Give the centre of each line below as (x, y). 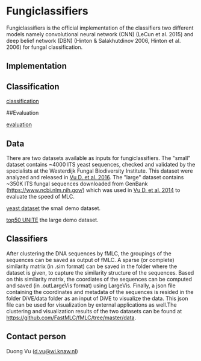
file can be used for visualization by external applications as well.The (91, 305)
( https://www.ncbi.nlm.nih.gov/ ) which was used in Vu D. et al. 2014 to (93, 190)
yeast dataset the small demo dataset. (54, 208)
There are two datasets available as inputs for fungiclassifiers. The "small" (98, 158)
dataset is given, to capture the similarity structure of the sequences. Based (100, 272)
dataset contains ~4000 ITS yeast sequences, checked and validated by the (101, 164)
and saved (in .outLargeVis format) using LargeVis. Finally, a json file (91, 286)
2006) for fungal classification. (45, 47)
